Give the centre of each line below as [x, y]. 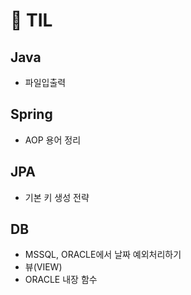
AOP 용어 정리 [53, 140]
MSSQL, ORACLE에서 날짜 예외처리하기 [103, 255]
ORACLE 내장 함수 [61, 280]
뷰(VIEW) [43, 267]
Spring [31, 114]
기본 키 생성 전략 [57, 197]
